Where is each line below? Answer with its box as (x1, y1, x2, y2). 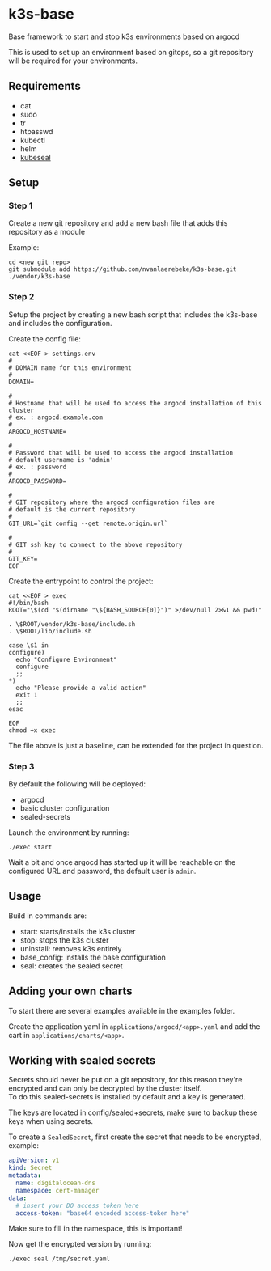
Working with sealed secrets (8, 1053, 156, 1068)
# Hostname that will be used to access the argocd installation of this (8, 399, 263, 407)
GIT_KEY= (8, 555, 38, 563)
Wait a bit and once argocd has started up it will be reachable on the (8, 858, 236, 867)
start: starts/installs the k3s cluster (19, 926, 136, 936)
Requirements (8, 79, 81, 93)
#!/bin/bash (8, 599, 49, 607)
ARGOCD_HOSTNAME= (8, 427, 67, 435)
